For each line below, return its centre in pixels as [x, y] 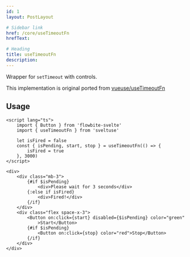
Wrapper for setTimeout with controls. [52, 76]
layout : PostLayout [30, 17]
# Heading [18, 49]
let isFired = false [42, 141]
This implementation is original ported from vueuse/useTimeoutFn [86, 88]
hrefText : [18, 39]
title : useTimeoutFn [31, 55]
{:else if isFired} [51, 192]
